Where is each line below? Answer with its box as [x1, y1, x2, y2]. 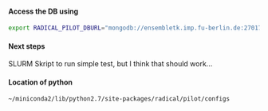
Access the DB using [8, 6, 79, 16]
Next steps [8, 41, 45, 51]
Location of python [8, 77, 73, 87]
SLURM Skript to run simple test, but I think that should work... [8, 59, 213, 69]
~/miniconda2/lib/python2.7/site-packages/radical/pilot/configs [8, 95, 230, 103]
